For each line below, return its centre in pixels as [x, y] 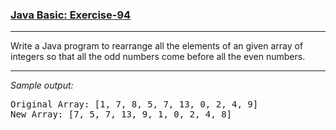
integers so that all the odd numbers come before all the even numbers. [158, 57]
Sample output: [42, 85]
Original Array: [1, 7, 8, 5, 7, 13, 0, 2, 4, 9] [134, 104]
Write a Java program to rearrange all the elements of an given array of [157, 46]
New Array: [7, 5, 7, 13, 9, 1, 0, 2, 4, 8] [121, 114]
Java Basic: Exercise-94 [71, 15]
